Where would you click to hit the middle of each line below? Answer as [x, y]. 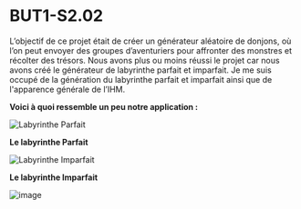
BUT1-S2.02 [56, 16]
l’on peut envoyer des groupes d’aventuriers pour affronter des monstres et [151, 50]
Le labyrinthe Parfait [49, 142]
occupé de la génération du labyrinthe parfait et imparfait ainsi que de [141, 79]
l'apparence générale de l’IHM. [67, 89]
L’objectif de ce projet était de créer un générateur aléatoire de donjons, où [150, 41]
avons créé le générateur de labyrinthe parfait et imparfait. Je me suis [140, 70]
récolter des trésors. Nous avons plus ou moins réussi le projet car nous [145, 60]
